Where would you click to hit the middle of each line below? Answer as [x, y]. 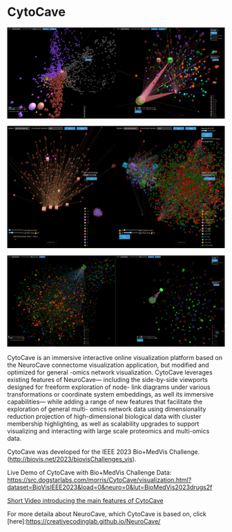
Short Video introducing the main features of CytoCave [85, 500]
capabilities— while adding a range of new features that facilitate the [105, 401]
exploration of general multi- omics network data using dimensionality [107, 409]
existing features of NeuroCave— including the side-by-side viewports [108, 379]
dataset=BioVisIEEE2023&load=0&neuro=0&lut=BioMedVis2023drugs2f [110, 487]
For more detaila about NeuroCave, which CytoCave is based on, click [107, 514]
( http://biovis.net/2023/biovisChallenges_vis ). [72, 459]
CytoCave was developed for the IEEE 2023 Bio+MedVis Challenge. [104, 452]
